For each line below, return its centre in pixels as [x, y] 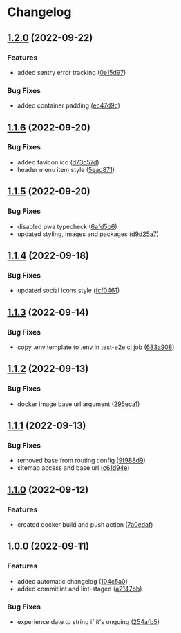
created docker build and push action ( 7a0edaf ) [85, 524]
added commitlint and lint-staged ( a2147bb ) [79, 589]
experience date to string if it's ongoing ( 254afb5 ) [88, 621]
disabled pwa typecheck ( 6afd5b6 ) [67, 226]
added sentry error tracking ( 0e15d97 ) [72, 72]
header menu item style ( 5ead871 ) [66, 169]
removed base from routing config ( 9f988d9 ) [82, 461]
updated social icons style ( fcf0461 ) [68, 290]
